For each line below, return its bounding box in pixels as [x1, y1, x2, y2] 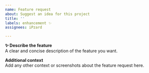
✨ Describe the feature [5, 43, 52, 48]
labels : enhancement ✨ [5, 20, 52, 26]
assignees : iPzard [5, 25, 42, 30]
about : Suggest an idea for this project [5, 12, 90, 16]
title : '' [5, 16, 25, 21]
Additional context [5, 58, 44, 63]
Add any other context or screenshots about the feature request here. [5, 62, 145, 68]
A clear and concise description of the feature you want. [5, 48, 118, 54]
